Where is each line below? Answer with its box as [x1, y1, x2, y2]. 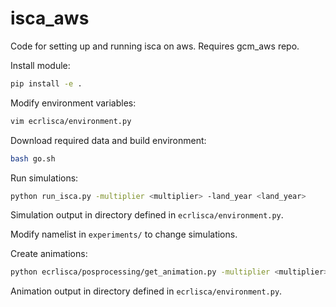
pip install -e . [10, 78, 83, 89]
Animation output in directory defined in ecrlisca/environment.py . [10, 285, 283, 297]
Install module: [10, 59, 71, 71]
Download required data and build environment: [10, 134, 207, 146]
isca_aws [10, 7, 90, 30]
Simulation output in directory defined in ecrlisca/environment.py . [10, 209, 284, 221]
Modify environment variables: [10, 97, 137, 109]
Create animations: [10, 248, 88, 260]
